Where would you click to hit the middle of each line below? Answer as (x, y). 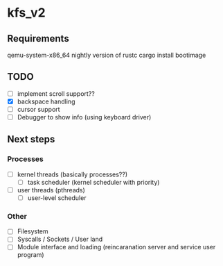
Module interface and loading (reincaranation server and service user (116, 247)
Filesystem (33, 231)
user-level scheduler (57, 198)
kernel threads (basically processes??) (72, 174)
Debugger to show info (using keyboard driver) (84, 117)
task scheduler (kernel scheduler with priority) (93, 182)
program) (30, 255)
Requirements (38, 39)
